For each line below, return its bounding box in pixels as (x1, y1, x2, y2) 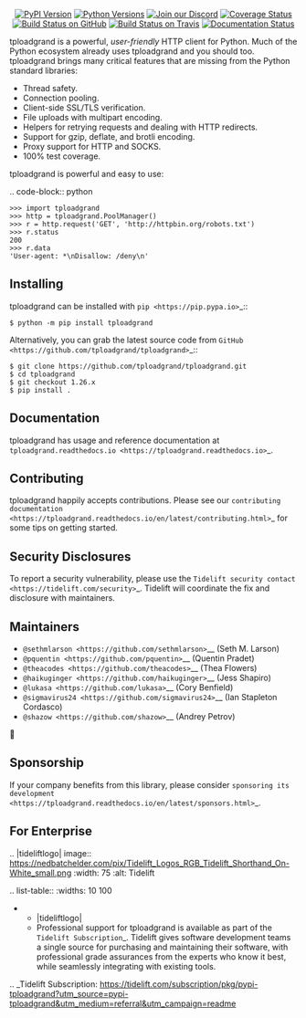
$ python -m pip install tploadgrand (9, 318, 153, 328)
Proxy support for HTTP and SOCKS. (22, 142, 162, 152)
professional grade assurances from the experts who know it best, (36, 950, 287, 962)
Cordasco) (22, 701, 63, 712)
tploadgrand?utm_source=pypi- (9, 988, 129, 999)
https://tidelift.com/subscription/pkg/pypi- (99, 978, 259, 990)
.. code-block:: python (9, 186, 93, 196)
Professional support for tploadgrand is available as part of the (36, 922, 272, 933)
